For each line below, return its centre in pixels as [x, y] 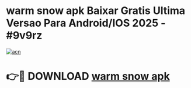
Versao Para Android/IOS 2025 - [86, 23]
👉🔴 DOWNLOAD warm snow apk [88, 76]
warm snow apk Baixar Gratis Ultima [96, 11]
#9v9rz [24, 36]
